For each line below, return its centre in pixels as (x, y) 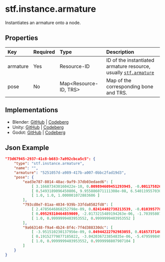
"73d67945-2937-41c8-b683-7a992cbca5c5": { (50, 159)
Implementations (32, 110)
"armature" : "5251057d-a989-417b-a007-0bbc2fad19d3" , (70, 173)
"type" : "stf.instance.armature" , (49, 164)
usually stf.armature (130, 72)
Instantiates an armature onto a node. (43, 23)
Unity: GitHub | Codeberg (38, 127)
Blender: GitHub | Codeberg (40, 122)
